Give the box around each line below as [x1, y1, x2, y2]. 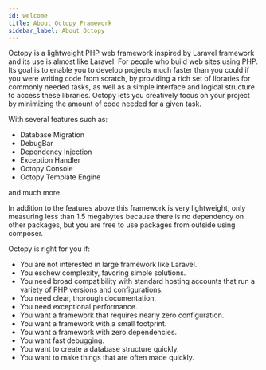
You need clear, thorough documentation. [19, 293, 157, 303]
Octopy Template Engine [19, 172, 101, 182]
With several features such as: [8, 115, 108, 124]
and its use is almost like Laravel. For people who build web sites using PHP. [8, 57, 259, 66]
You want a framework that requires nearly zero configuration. [19, 310, 225, 320]
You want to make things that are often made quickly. [19, 352, 195, 363]
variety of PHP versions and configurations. [19, 285, 163, 295]
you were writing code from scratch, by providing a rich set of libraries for [8, 73, 251, 84]
